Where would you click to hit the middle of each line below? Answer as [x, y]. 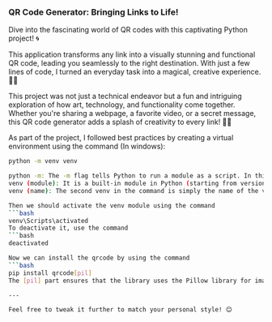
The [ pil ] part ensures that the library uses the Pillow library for [130, 281]
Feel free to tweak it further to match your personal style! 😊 [120, 310]
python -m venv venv [43, 161]
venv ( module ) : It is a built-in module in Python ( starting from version [137, 184]
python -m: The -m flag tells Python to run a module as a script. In [130, 176]
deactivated [28, 243]
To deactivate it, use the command [68, 228]
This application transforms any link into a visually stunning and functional [132, 54]
